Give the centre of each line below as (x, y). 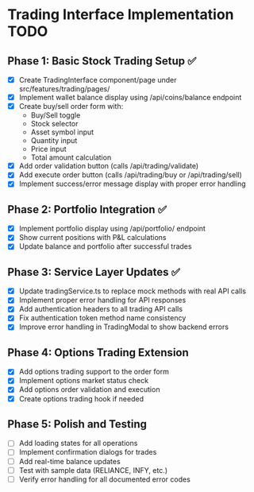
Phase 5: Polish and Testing (77, 424)
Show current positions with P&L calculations (92, 238)
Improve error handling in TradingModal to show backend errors (124, 327)
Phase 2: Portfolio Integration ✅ (87, 209)
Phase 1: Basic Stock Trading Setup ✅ (102, 61)
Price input (48, 149)
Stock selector (54, 124)
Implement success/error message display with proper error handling (133, 184)
